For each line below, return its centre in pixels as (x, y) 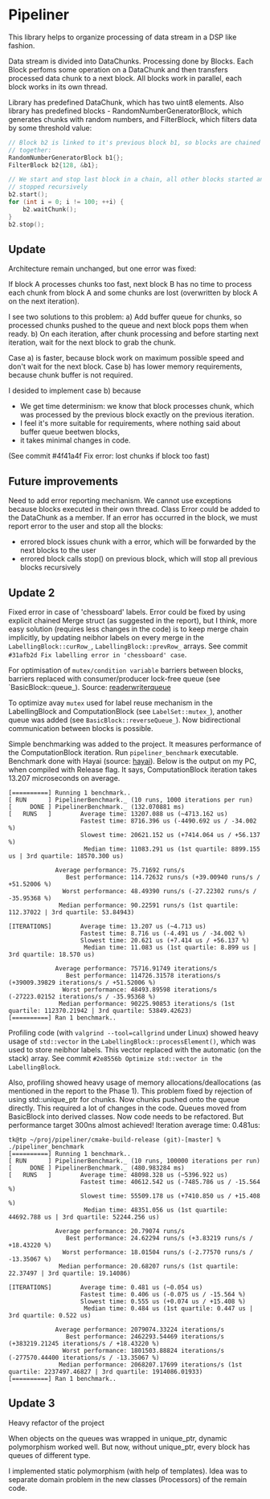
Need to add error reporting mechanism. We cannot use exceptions (120, 500)
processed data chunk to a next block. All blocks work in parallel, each (125, 78)
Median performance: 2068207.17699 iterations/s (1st (151, 1365)
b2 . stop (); (27, 224)
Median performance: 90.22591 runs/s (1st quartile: (149, 905)
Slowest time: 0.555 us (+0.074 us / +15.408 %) (163, 1301)
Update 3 (32, 1403)
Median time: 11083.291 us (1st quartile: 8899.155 (172, 849)
